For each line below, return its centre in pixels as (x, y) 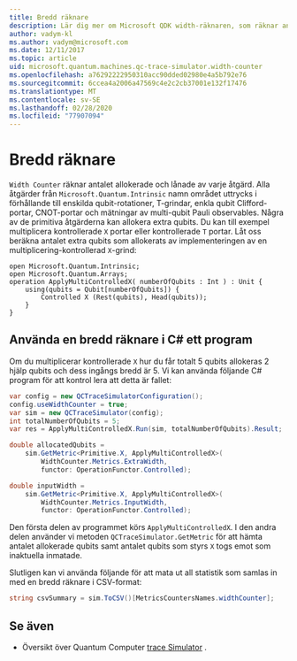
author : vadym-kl (41, 34)
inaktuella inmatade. (46, 556)
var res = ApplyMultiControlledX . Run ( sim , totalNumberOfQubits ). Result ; (146, 429)
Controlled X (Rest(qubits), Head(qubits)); (124, 297)
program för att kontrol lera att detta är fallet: (91, 380)
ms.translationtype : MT (53, 91)
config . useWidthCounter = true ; (69, 404)
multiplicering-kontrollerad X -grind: (73, 250)
